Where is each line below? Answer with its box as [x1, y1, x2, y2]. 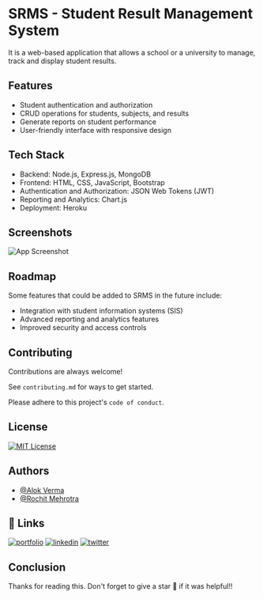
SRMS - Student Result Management [8, 5, 254, 23]
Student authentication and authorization [19, 100, 153, 109]
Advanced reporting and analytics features [19, 314, 160, 324]
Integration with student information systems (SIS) [19, 306, 183, 316]
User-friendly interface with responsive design [19, 125, 172, 135]
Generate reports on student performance [19, 116, 156, 127]
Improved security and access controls [19, 323, 147, 332]
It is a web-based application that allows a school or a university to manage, [8, 47, 256, 57]
